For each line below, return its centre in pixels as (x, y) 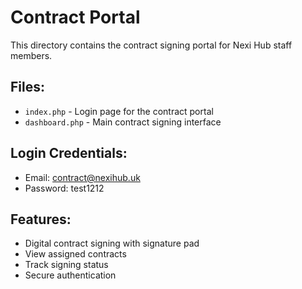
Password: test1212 (64, 188)
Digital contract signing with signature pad (112, 243)
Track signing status (66, 265)
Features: (41, 219)
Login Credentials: (69, 153)
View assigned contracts (75, 254)
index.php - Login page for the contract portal (119, 111)
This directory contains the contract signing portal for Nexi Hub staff (151, 45)
